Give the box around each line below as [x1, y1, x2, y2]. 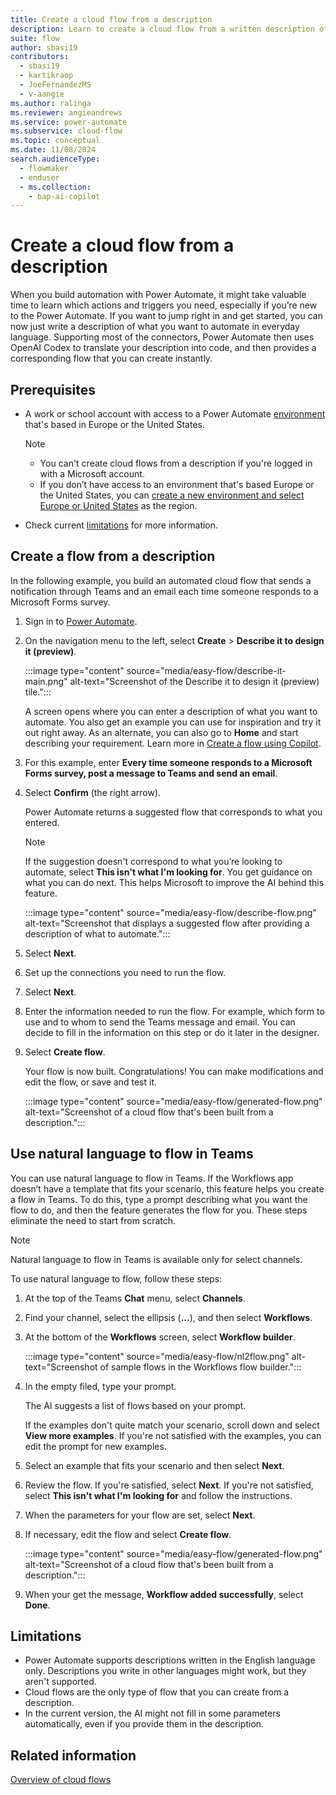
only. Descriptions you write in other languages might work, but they [24, 1665, 307, 1677]
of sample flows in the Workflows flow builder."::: [99, 1361, 302, 1373]
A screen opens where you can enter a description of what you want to [24, 705, 318, 717]
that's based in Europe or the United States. [24, 419, 205, 430]
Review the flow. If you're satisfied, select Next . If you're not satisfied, [24, 1479, 314, 1491]
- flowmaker [19, 163, 70, 173]
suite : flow [10, 33, 60, 43]
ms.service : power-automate [10, 117, 128, 127]
